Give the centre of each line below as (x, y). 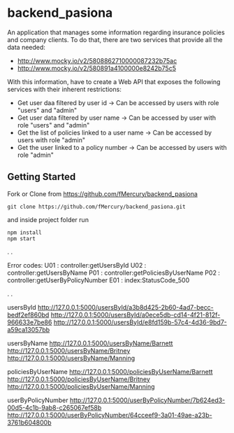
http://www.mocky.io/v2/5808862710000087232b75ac (97, 60)
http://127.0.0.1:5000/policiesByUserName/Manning (81, 386)
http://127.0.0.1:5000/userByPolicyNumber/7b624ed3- (147, 400)
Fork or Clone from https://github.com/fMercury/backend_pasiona (102, 193)
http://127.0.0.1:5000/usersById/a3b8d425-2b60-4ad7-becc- (126, 307)
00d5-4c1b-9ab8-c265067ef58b (54, 407)
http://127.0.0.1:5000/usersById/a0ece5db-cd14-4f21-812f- (136, 315)
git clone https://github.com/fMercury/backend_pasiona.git (97, 207)
